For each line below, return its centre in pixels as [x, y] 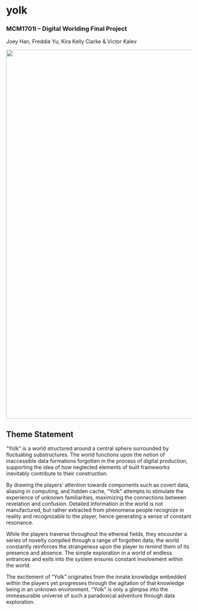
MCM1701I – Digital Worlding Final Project [67, 29]
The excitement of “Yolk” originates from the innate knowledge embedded [96, 577]
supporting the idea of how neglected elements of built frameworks [88, 468]
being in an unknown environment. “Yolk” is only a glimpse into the [87, 589]
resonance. [20, 522]
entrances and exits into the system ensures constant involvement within [95, 559]
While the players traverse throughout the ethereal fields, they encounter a [97, 534]
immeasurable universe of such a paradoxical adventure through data [91, 596]
